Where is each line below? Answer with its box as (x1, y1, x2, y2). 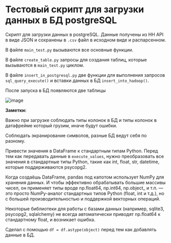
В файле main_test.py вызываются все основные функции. (5, 47, 134, 53)
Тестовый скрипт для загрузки (5, 4, 144, 15)
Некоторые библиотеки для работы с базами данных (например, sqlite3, (5, 206, 165, 212)
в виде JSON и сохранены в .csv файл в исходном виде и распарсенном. (5, 37, 166, 43)
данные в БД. (5, 232, 35, 238)
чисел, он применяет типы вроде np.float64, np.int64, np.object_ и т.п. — (5, 185, 163, 191)
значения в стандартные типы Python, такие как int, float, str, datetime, (5, 159, 160, 165)
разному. (5, 138, 26, 144)
